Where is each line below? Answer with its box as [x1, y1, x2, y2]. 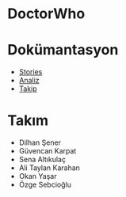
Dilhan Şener [18, 138, 61, 147]
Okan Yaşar [18, 172, 57, 181]
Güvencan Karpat [18, 146, 77, 156]
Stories [18, 67, 43, 77]
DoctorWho [7, 5, 86, 23]
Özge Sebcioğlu [18, 180, 72, 190]
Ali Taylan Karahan [18, 163, 81, 172]
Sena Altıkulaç [18, 155, 67, 165]
